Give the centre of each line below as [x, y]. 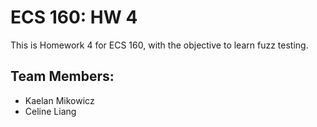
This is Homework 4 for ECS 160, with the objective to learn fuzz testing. [159, 45]
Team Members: [62, 76]
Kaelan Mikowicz [59, 100]
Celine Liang [50, 111]
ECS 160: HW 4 [74, 17]
